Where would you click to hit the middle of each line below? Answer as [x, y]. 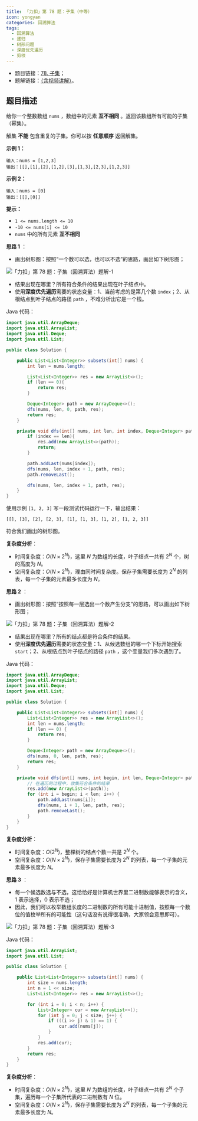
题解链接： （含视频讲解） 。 [46, 80]
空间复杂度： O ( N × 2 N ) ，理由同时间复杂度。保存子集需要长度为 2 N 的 [98, 571]
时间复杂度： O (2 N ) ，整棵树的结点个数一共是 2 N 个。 [78, 852]
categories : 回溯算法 [31, 22]
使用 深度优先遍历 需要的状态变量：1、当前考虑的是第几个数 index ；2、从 [102, 292]
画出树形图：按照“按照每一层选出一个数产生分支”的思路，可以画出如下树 [102, 604]
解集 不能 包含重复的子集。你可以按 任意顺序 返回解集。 [74, 136]
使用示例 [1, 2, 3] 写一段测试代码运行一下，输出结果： [74, 508]
